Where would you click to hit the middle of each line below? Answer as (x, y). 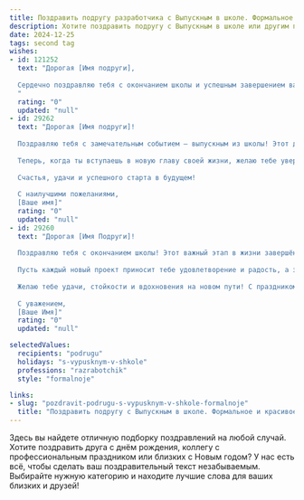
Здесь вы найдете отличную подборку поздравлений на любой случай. (148, 438)
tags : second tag (42, 43)
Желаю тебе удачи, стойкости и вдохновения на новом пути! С (135, 287)
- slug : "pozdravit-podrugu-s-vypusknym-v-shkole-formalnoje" (129, 403)
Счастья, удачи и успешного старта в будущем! (107, 177)
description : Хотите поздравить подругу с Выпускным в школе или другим (149, 26)
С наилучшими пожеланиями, (68, 194)
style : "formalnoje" (56, 379)
